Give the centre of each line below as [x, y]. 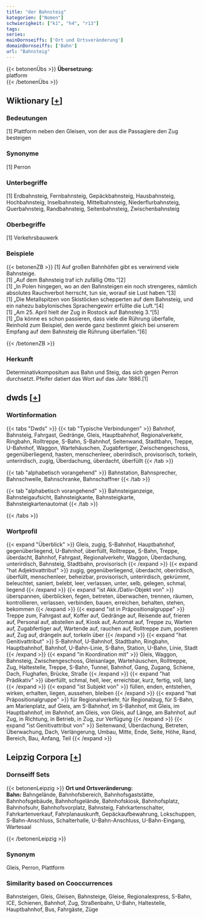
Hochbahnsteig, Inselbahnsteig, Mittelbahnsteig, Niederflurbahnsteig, [93, 203]
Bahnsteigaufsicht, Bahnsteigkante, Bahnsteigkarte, [71, 497]
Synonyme [23, 154]
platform [17, 75]
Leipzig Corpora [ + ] [44, 758]
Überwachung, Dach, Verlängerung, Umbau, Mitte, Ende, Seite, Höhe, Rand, [101, 732]
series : [16, 35]
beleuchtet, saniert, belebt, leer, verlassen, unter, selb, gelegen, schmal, [96, 583]
